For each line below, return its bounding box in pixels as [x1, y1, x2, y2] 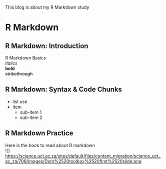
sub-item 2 [19, 114, 43, 120]
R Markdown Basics [5, 55, 46, 60]
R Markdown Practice [5, 129, 73, 137]
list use [12, 98, 27, 104]
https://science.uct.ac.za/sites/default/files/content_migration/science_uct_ [5, 152, 161, 159]
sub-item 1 [19, 109, 42, 115]
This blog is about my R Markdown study [5, 4, 89, 10]
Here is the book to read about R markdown [5, 142, 95, 148]
